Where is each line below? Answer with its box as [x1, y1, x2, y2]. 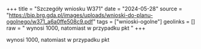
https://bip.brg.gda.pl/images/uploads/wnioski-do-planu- [9, 11, 153, 19]
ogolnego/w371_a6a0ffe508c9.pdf [6, 18, 93, 25]
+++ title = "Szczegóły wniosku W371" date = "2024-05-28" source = [6, 5, 183, 12]
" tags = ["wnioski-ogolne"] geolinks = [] [92, 18, 196, 25]
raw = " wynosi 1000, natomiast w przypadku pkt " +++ [6, 24, 145, 31]
